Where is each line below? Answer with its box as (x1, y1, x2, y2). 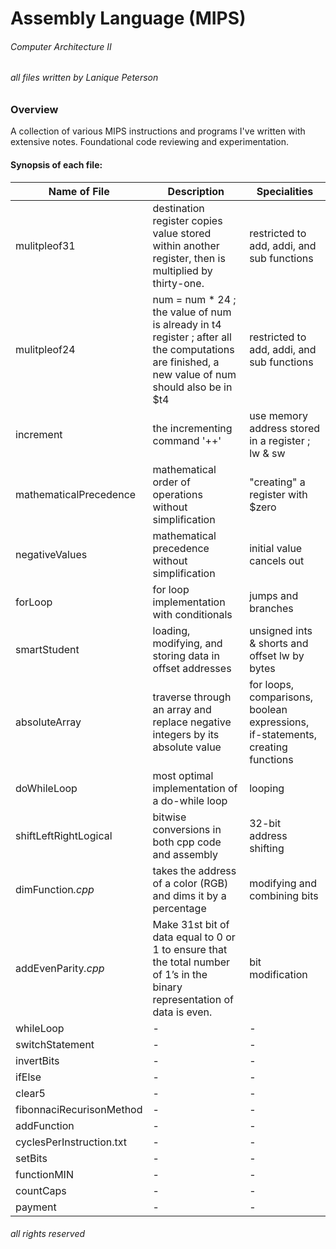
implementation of (152, 781, 238, 795)
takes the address (152, 863, 237, 877)
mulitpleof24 (15, 342, 76, 356)
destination (152, 201, 205, 215)
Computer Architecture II (10, 40, 112, 52)
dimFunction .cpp (15, 882, 95, 896)
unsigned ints (249, 623, 313, 637)
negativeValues (15, 547, 88, 561)
